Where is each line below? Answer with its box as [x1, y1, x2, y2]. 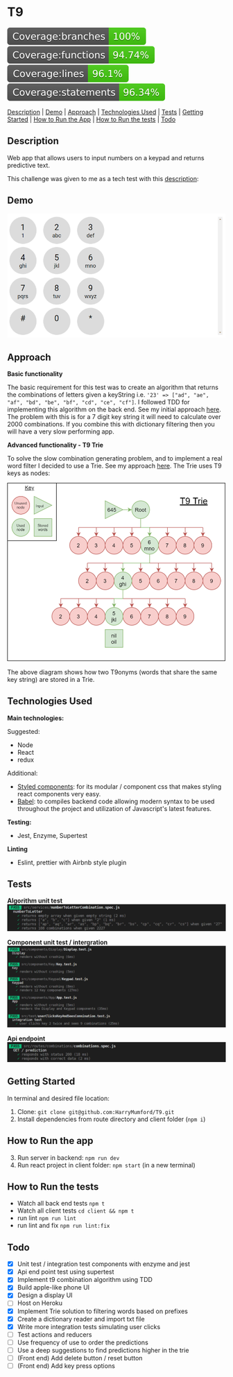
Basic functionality [7, 370, 63, 378]
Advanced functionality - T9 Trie [7, 441, 104, 450]
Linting [7, 844, 28, 853]
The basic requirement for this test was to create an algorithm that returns [7, 383, 218, 392]
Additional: [7, 769, 38, 777]
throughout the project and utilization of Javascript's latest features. [17, 804, 212, 812]
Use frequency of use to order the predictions [17, 1338, 149, 1346]
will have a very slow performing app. [7, 427, 114, 436]
